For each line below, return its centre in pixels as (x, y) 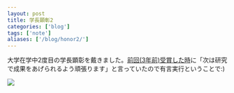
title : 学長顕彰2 (30, 20)
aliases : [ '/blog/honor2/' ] (48, 40)
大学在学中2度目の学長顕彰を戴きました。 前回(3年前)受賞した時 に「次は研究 (117, 60)
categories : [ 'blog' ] (39, 26)
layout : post (26, 14)
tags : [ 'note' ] (29, 33)
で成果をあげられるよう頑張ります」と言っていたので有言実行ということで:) (116, 69)
